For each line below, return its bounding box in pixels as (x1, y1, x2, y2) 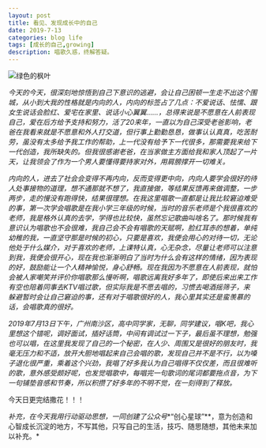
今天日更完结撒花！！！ (8, 395, 84, 404)
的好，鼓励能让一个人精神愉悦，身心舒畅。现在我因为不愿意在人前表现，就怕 (8, 262, 257, 272)
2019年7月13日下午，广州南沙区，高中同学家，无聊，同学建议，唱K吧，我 (8, 319, 247, 328)
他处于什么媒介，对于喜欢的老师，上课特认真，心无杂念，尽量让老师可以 (8, 243, 243, 252)
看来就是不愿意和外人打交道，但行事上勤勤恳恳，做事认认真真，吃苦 (28, 127, 250, 137)
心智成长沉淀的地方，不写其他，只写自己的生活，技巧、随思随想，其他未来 (8, 422, 250, 431)
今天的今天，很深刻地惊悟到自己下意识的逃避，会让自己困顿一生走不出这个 (8, 88, 250, 97)
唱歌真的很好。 (28, 302, 77, 311)
